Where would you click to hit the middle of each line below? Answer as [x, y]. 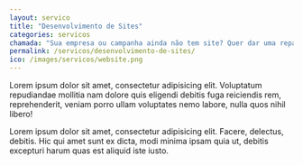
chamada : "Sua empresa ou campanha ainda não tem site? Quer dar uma [143, 43]
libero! [21, 114]
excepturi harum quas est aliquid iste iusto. [89, 151]
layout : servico [40, 18]
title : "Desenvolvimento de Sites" [76, 26]
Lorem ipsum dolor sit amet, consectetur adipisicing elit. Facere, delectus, [147, 131]
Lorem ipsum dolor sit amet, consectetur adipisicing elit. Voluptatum [136, 85]
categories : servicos [50, 34]
